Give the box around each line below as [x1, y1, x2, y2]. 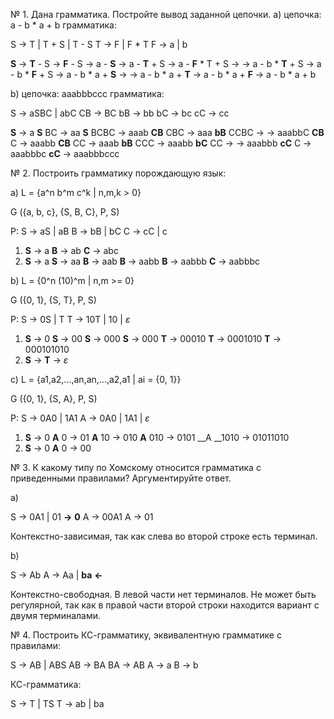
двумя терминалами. [10, 610, 102, 621]
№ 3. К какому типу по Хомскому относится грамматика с [10, 462, 262, 473]
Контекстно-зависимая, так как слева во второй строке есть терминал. [10, 530, 318, 542]
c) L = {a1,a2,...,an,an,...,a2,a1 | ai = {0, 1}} [10, 374, 182, 385]
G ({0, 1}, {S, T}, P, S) [10, 294, 97, 306]
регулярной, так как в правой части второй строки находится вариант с [10, 599, 320, 611]
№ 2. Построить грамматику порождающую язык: [10, 167, 227, 179]
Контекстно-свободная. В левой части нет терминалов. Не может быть [10, 589, 317, 600]
